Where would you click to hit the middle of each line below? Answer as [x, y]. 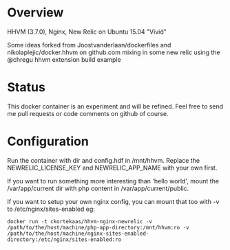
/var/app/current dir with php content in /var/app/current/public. [98, 188]
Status [27, 88]
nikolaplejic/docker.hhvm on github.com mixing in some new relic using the [114, 52]
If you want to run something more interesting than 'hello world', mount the [113, 181]
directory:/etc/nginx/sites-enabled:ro [64, 239]
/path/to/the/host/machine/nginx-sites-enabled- [78, 234]
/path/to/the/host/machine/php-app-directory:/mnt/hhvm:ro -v [98, 227]
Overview [35, 13]
